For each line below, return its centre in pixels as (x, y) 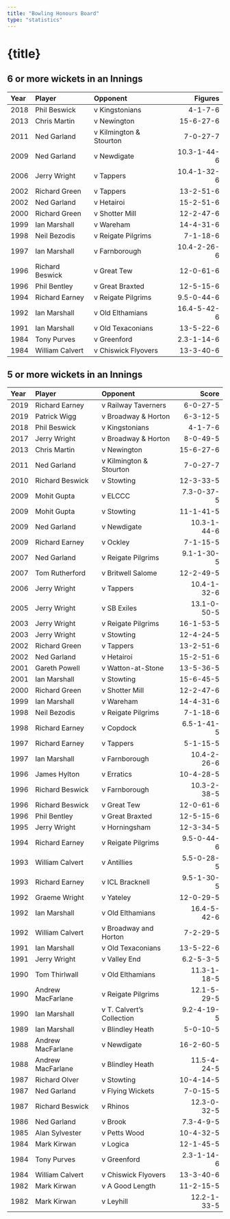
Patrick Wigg (56, 416)
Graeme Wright (60, 898)
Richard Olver (57, 1080)
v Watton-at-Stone (133, 668)
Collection (118, 1018)
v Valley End (122, 959)
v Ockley (116, 542)
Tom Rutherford (61, 573)
